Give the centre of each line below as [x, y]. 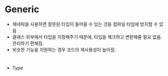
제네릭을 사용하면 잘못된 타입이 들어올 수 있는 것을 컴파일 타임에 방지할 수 [85, 24]
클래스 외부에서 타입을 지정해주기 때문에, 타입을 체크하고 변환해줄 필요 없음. [87, 37]
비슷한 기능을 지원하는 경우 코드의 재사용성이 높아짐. [64, 49]
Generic [22, 9]
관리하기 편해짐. [28, 43]
